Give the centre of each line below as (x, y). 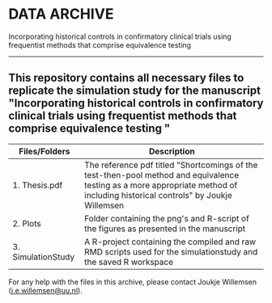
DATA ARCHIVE (61, 14)
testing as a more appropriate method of (161, 185)
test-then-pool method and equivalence (162, 175)
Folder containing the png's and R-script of (167, 218)
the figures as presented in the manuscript (165, 229)
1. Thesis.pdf (38, 185)
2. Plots (27, 223)
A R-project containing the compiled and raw (170, 242)
